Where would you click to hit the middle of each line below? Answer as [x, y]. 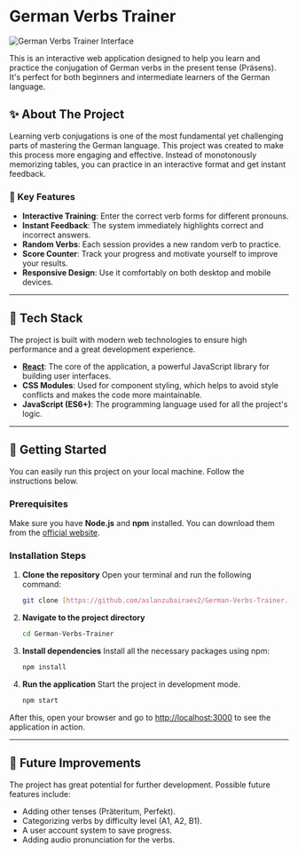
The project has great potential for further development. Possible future [140, 785]
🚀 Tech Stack [46, 319]
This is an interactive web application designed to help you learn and [135, 58]
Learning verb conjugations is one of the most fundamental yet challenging [146, 136]
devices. [38, 283]
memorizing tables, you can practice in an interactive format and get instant [148, 164]
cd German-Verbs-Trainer [68, 634]
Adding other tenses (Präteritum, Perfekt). [98, 811]
